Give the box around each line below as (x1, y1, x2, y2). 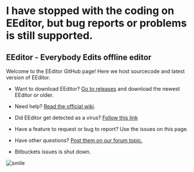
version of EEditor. (6, 74, 50, 81)
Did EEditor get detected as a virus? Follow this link (14, 114, 138, 121)
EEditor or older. (14, 92, 54, 98)
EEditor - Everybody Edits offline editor (6, 52, 152, 62)
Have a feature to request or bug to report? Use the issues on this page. (14, 126, 189, 132)
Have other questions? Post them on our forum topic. (14, 137, 143, 144)
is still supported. (6, 29, 93, 42)
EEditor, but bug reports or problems (6, 16, 187, 30)
